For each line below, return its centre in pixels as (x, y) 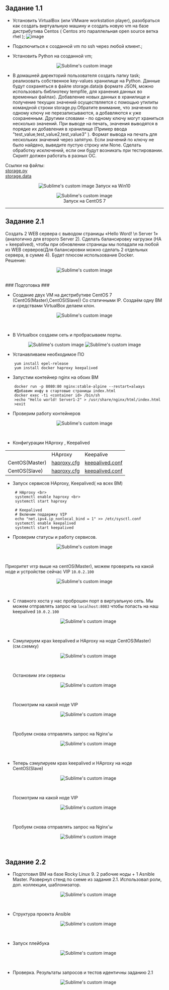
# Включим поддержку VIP (41, 514)
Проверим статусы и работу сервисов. (55, 537)
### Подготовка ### (27, 285)
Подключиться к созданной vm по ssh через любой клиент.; (77, 46)
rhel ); (19, 36)
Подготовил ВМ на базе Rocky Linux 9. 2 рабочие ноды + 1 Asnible (83, 874)
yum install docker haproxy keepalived (56, 368)
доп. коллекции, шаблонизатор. (47, 885)
